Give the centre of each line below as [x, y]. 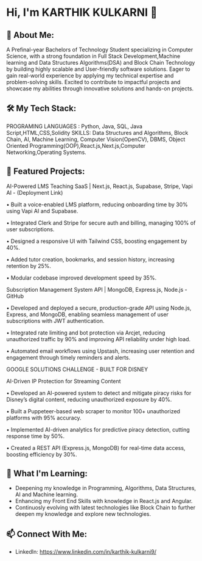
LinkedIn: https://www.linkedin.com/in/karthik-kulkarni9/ [86, 552]
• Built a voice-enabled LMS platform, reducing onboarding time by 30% [97, 204]
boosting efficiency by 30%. [42, 454]
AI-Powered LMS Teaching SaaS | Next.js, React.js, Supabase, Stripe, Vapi [99, 186]
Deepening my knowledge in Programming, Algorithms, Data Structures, [106, 488]
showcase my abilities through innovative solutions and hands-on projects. [100, 89]
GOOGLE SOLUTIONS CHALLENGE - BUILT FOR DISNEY [77, 369]
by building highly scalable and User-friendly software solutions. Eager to [98, 69]
